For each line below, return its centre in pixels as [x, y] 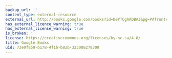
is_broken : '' [20, 33]
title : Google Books [27, 43]
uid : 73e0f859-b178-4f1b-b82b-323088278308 [52, 47]
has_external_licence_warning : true [44, 24]
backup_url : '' [21, 10]
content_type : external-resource [41, 15]
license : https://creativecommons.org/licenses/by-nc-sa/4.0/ [73, 38]
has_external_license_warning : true [44, 29]
